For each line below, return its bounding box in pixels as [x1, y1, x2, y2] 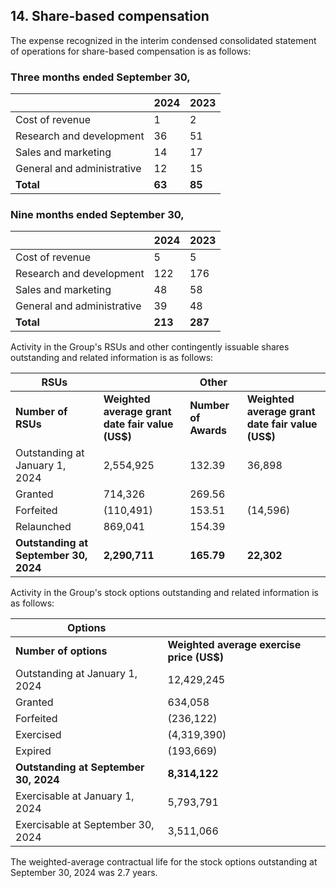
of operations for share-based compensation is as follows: [10, 45, 252, 57]
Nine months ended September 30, [10, 208, 185, 222]
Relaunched [15, 520, 72, 534]
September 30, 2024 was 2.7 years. [10, 867, 158, 879]
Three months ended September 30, [10, 70, 191, 84]
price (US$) [167, 650, 224, 664]
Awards [189, 424, 228, 438]
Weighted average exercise [167, 638, 302, 652]
